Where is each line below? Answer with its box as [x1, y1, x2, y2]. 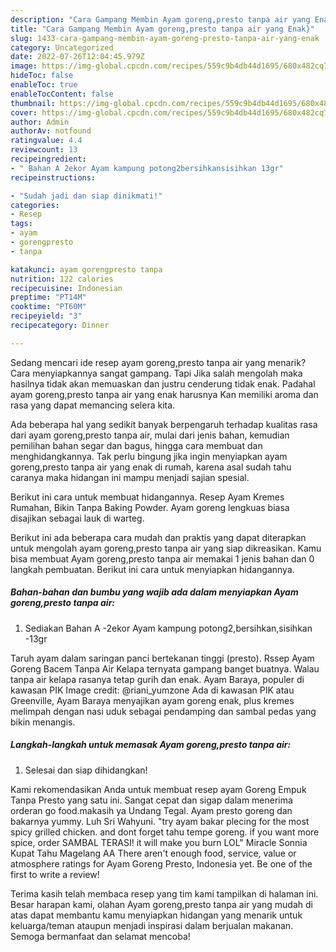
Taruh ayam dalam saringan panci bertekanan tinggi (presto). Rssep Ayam [10, 652, 315, 664]
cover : [10, 107, 38, 118]
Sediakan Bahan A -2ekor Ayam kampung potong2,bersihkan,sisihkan [24, 622, 313, 634]
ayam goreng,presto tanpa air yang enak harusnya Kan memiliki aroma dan [10, 388, 319, 400]
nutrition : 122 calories [10, 274, 114, 284]
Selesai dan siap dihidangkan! [24, 764, 148, 776]
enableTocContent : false [10, 89, 114, 99]
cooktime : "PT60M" [10, 302, 87, 312]
